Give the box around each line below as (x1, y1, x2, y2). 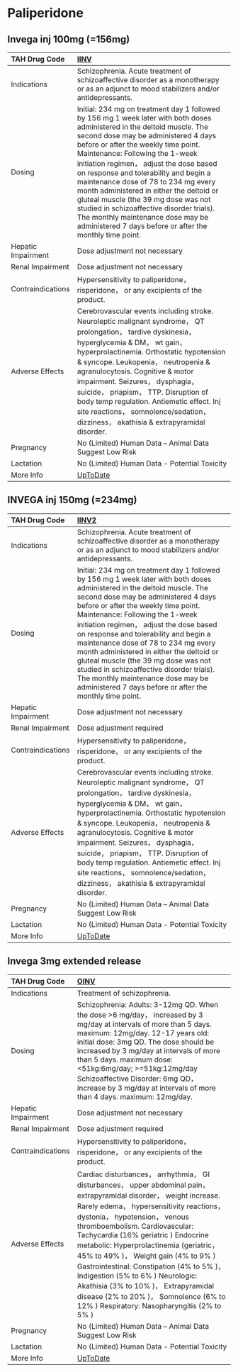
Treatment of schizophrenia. (76, 988, 171, 998)
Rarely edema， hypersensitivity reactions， (76, 1201, 225, 1211)
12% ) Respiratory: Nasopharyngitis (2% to (76, 1300, 222, 1310)
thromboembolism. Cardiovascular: (76, 1221, 194, 1231)
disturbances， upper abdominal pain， (76, 1180, 210, 1190)
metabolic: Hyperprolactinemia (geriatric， (76, 1240, 220, 1250)
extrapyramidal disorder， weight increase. (76, 1191, 221, 1200)
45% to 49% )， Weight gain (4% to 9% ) (76, 1251, 216, 1261)
